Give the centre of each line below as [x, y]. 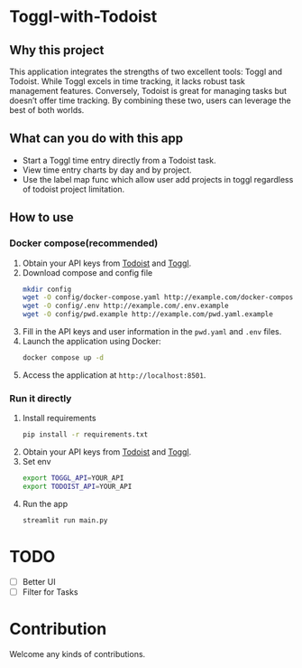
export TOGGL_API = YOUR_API [73, 478]
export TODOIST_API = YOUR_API [77, 486]
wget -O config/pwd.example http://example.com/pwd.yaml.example [147, 315]
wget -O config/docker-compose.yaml [91, 297]
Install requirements [59, 419]
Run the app [45, 503]
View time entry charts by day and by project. [107, 170]
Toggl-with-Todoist [83, 17]
